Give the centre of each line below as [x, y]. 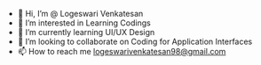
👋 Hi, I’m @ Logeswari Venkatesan [80, 14]
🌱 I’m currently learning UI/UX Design [86, 32]
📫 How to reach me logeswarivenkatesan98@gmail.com [122, 51]
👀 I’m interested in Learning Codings [84, 23]
